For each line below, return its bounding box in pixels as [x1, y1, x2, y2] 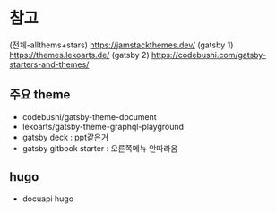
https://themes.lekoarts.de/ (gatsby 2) [9, 49, 150, 60]
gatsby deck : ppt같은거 [22, 132, 109, 142]
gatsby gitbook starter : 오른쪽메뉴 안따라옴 [22, 142, 178, 153]
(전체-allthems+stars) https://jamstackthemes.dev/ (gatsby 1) [9, 39, 234, 50]
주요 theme [9, 87, 71, 103]
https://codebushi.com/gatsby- [151, 49, 267, 60]
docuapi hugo [22, 193, 74, 204]
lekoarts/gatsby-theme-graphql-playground [22, 121, 185, 132]
